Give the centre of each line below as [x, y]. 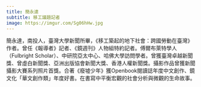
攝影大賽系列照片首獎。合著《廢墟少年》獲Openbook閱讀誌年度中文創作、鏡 [100, 71]
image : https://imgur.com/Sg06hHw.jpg [55, 23]
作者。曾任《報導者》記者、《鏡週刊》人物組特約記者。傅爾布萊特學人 [91, 48]
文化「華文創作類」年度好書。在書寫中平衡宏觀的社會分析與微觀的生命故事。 [101, 78]
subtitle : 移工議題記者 [33, 17]
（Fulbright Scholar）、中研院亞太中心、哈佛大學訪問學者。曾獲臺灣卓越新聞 [100, 56]
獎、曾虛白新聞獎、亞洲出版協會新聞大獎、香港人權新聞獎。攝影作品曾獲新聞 [101, 63]
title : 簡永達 [22, 12]
